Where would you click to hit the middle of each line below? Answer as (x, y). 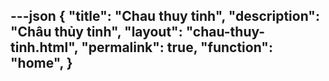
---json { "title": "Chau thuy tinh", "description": (165, 16)
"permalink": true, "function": (177, 47)
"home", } (41, 63)
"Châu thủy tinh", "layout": (96, 32)
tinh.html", (44, 47)
